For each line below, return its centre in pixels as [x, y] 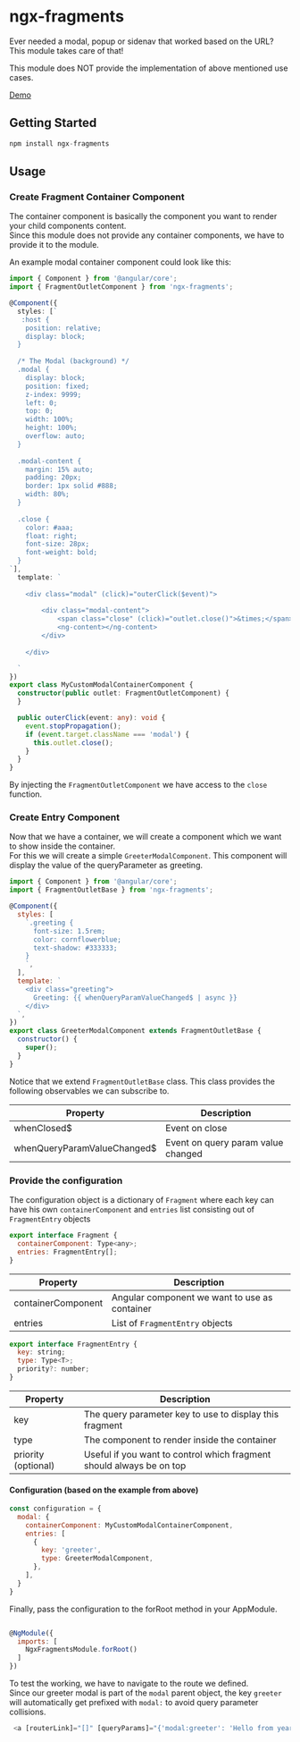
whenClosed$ [43, 1128]
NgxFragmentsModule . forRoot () [82, 1650]
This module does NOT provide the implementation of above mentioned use [149, 68]
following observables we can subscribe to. [89, 1091]
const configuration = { [55, 1509]
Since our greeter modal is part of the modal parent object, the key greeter [146, 1693]
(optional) [34, 1466]
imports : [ [37, 1641]
